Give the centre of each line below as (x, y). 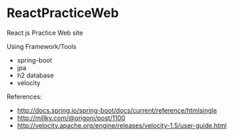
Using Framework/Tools (42, 46)
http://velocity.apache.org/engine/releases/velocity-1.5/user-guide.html (122, 125)
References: (24, 97)
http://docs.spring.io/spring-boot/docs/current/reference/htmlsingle (117, 110)
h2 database (35, 75)
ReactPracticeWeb (63, 13)
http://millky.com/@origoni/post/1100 (71, 118)
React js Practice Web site (45, 33)
